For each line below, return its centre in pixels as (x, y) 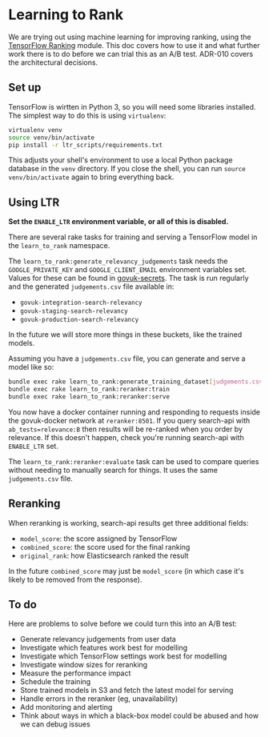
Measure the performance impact (75, 673)
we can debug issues (55, 724)
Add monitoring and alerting (66, 707)
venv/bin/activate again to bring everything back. (91, 177)
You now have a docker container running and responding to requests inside (134, 412)
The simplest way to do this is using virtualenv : (87, 115)
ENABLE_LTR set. (33, 446)
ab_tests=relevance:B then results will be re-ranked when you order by (125, 429)
